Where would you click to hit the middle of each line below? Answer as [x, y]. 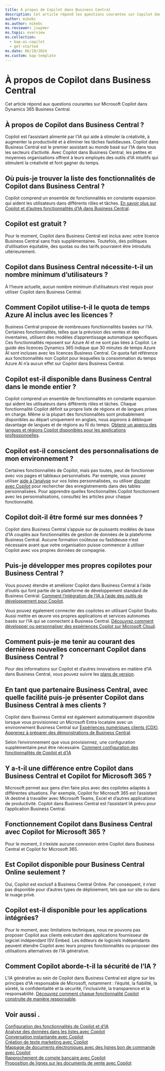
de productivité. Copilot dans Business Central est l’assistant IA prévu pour [81, 804]
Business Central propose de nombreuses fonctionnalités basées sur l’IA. [79, 327]
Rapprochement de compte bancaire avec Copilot [55, 1058]
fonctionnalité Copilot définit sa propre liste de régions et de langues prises [81, 409]
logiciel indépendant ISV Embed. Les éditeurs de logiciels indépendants [78, 940]
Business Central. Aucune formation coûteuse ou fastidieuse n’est [72, 539]
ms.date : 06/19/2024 [26, 51]
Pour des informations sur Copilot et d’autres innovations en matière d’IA [79, 669]
